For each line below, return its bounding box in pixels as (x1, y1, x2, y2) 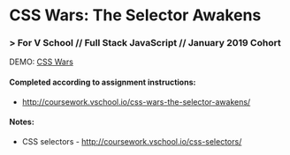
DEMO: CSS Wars (9, 56, 73, 67)
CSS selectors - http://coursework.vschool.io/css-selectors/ (21, 136, 242, 146)
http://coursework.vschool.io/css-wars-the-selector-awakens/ (21, 96, 251, 107)
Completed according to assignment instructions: (9, 77, 196, 88)
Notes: (9, 116, 35, 128)
